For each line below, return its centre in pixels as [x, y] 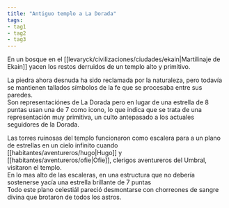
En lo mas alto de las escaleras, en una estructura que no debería [101, 175]
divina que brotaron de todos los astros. [64, 197]
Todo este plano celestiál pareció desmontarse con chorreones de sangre [113, 190]
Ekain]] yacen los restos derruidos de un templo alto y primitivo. [99, 67]
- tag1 [17, 26]
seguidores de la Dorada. [44, 125]
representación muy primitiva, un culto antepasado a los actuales [101, 117]
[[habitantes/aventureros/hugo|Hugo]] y [65, 153]
